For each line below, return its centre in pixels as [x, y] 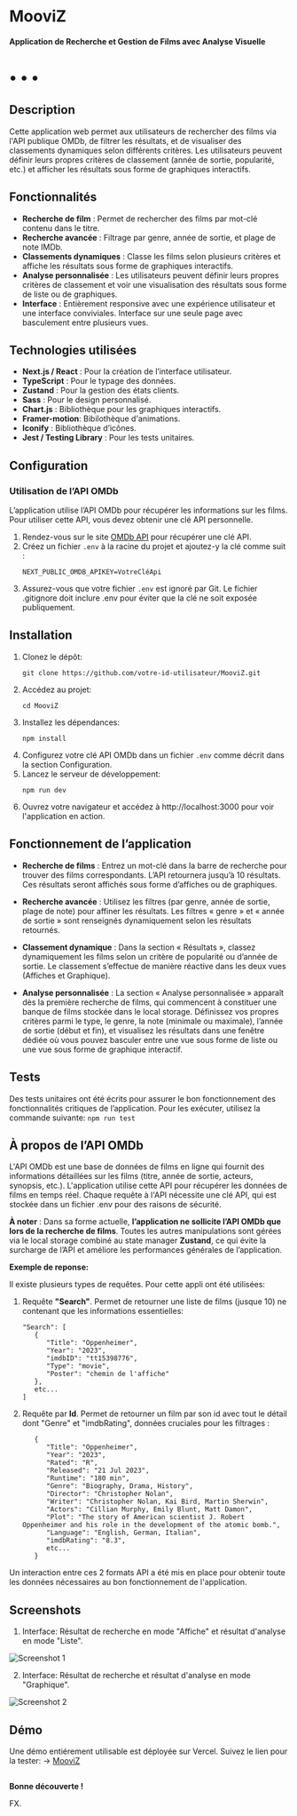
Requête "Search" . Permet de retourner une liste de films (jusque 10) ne [154, 1302]
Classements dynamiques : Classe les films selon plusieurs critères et [151, 256]
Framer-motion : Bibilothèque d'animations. [101, 418]
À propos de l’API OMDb [77, 1145]
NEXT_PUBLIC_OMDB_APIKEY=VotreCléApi [92, 572]
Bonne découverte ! [47, 1787]
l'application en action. [63, 816]
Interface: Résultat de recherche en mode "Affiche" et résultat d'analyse [154, 1631]
